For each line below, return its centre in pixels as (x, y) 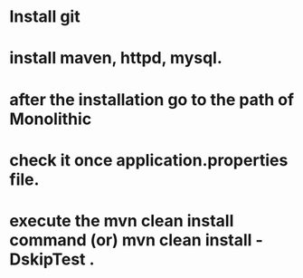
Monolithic (51, 119)
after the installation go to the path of (152, 99)
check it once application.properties (149, 160)
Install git (45, 17)
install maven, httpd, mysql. (116, 58)
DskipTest (47, 259)
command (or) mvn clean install (131, 240)
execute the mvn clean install (122, 220)
